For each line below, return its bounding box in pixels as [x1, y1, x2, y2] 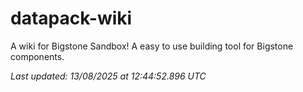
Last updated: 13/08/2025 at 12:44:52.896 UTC [10, 70, 207, 82]
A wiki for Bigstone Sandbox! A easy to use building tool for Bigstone [10, 40, 294, 52]
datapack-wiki [10, 7, 133, 30]
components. [10, 50, 65, 62]
